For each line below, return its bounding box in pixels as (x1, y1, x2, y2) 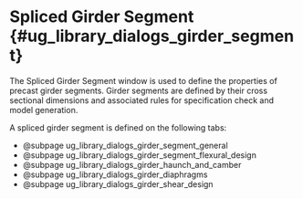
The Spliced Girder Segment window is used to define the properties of (9, 75, 278, 86)
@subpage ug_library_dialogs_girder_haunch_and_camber (22, 159, 242, 170)
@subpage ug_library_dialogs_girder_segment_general (22, 140, 228, 151)
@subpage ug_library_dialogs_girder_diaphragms (22, 169, 208, 180)
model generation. (9, 104, 78, 115)
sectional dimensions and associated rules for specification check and (9, 94, 275, 106)
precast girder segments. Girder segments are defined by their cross (9, 85, 267, 96)
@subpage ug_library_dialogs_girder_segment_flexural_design (22, 149, 257, 161)
